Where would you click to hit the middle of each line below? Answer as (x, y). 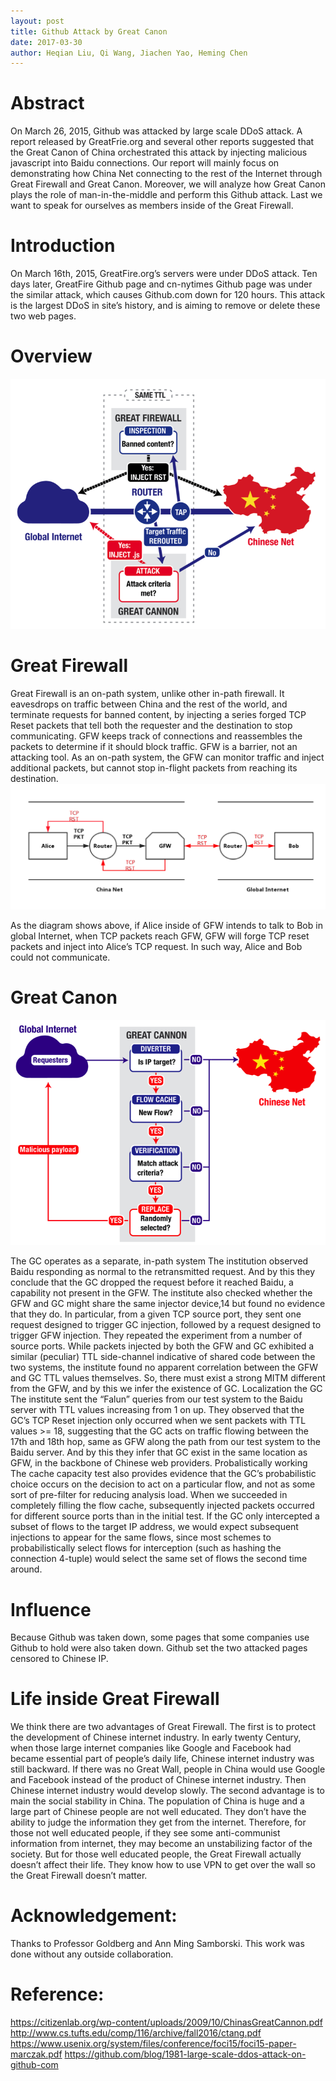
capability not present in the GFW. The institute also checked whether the (161, 1293)
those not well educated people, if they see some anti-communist (145, 1833)
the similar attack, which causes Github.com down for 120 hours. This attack (168, 295)
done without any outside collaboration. (92, 1954)
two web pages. (43, 316)
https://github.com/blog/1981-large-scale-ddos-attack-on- (185, 2054)
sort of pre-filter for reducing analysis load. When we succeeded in (149, 1495)
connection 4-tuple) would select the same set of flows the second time (159, 1559)
